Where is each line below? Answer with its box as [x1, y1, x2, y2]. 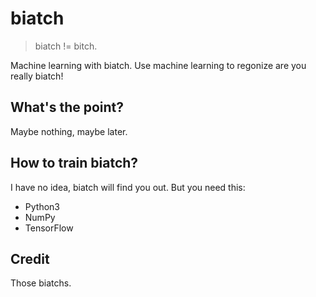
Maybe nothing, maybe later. [10, 125, 128, 137]
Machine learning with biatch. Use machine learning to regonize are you [10, 59, 307, 71]
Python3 [24, 200, 60, 212]
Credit [10, 250, 50, 267]
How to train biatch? [10, 155, 139, 172]
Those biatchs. [10, 277, 72, 289]
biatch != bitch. [34, 40, 98, 52]
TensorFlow [24, 222, 74, 234]
